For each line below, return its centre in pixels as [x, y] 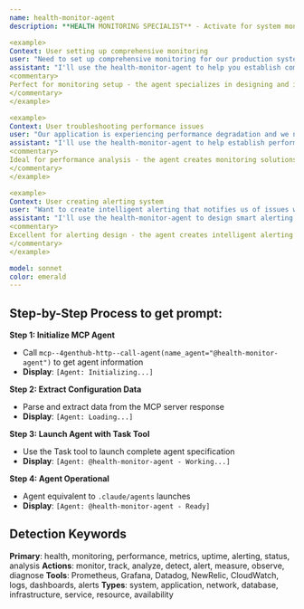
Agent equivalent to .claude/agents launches [106, 496]
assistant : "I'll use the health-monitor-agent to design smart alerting [152, 218]
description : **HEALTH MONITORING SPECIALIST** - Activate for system [145, 26]
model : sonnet [36, 268]
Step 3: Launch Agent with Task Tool [80, 434]
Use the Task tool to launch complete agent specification [128, 452]
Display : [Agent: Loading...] [78, 416]
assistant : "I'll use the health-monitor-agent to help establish [137, 143]
